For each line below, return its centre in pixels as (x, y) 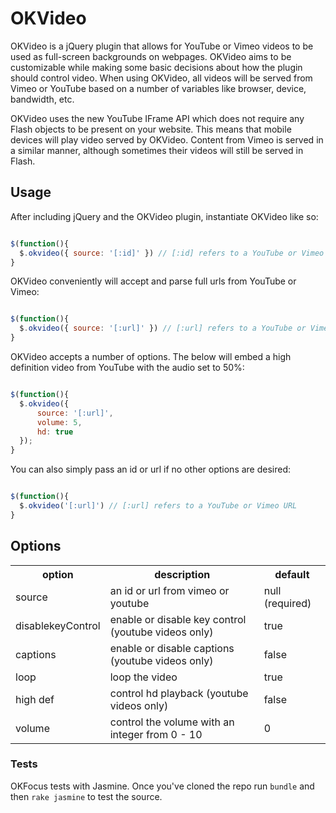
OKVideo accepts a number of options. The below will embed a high (151, 356)
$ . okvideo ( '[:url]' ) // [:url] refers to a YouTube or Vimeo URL (158, 506)
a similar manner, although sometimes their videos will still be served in (157, 150)
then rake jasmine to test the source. (86, 796)
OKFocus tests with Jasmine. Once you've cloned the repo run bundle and (162, 786)
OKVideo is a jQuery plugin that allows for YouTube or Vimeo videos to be (162, 46)
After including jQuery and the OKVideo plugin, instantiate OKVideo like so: (164, 216)
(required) (287, 603)
